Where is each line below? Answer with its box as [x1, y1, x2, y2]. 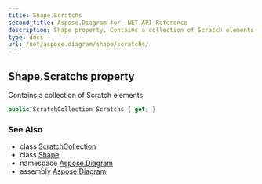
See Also [8, 124, 43, 135]
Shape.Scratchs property [8, 70, 135, 83]
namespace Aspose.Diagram [19, 158, 114, 168]
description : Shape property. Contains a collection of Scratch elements [8, 26, 255, 34]
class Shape [19, 150, 60, 160]
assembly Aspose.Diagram [19, 167, 107, 176]
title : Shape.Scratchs [8, 11, 82, 20]
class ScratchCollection [19, 142, 96, 151]
